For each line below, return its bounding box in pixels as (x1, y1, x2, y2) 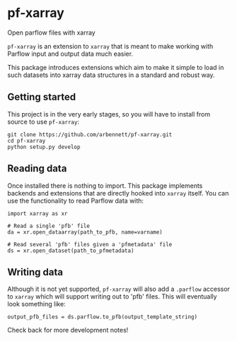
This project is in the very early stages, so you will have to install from (7, 109, 211, 118)
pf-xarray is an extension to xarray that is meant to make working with (7, 42, 214, 50)
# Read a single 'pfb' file (7, 222, 91, 229)
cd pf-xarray (7, 137, 46, 144)
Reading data (7, 162, 67, 174)
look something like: (7, 300, 66, 309)
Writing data (7, 266, 64, 278)
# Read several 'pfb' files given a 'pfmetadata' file (7, 241, 173, 248)
